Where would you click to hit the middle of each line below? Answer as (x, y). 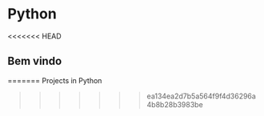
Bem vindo (35, 61)
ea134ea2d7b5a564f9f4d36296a (202, 96)
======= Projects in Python (55, 80)
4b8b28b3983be (175, 104)
